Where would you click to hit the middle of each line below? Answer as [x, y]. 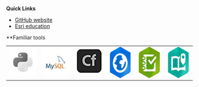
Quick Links [21, 9]
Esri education [32, 26]
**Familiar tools [26, 37]
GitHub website [33, 20]
